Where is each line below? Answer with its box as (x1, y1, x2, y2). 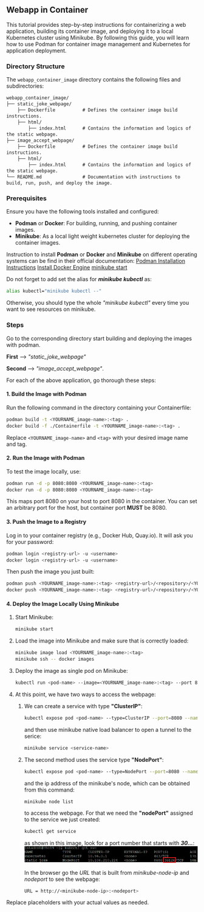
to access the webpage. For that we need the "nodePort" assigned (24, 809, 193, 817)
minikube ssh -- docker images (15, 656, 95, 663)
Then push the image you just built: (6, 568, 95, 576)
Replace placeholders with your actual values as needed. (6, 899, 149, 906)
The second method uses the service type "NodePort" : (24, 756, 164, 763)
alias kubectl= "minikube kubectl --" (6, 288, 102, 294)
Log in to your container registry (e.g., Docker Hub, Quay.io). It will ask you (6, 532, 193, 539)
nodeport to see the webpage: (24, 875, 100, 883)
